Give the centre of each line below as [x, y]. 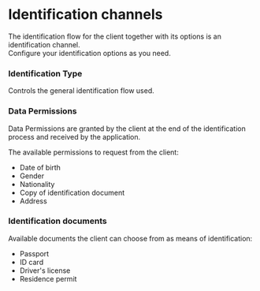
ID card [32, 262]
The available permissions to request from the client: [93, 152]
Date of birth [40, 167]
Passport [34, 253]
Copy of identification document [72, 192]
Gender [32, 176]
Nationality [37, 184]
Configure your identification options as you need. [89, 53]
